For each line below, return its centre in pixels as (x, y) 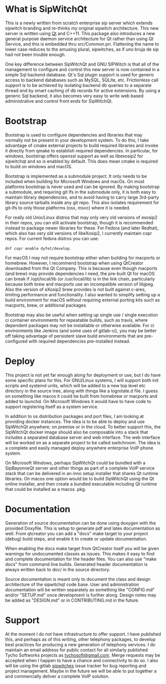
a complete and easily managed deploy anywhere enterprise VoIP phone (79, 448)
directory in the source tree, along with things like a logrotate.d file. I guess (82, 391)
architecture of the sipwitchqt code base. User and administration (72, 584)
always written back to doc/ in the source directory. (58, 569)
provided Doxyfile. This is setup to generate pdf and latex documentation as (83, 528)
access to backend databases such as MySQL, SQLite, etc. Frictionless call (82, 80)
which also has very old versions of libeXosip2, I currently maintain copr (79, 233)
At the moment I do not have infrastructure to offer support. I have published (83, 634)
